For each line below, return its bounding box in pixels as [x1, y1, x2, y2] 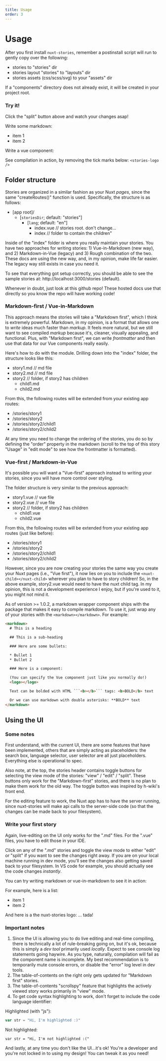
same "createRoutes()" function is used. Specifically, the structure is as [5, 194, 151, 200]
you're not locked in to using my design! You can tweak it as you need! [5, 1050, 149, 1056]
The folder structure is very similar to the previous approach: [5, 485, 129, 491]
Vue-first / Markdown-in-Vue [5, 459, 78, 466]
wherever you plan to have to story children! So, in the [48, 576, 159, 582]
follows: [5, 199, 21, 206]
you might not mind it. [5, 591, 49, 597]
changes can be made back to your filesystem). [5, 808, 102, 815]
